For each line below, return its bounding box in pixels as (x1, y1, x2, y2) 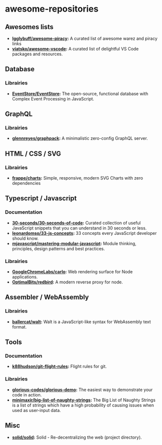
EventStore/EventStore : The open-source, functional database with (12, 91, 148, 97)
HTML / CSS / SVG (5, 149, 61, 158)
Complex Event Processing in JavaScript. (12, 96, 94, 101)
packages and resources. (12, 51, 63, 57)
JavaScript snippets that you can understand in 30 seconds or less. (12, 225, 147, 231)
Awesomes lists (5, 23, 54, 31)
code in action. (12, 392, 42, 397)
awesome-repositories (5, 3, 99, 15)
